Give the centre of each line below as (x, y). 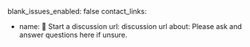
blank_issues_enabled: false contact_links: (77, 11)
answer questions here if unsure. (73, 35)
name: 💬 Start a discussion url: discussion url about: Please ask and (130, 26)
